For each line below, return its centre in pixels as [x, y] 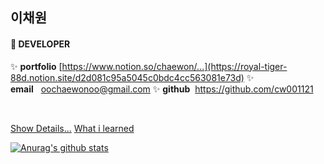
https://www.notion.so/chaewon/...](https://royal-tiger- [174, 66]
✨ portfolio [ [36, 66]
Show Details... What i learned [72, 128]
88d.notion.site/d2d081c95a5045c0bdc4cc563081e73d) [127, 77]
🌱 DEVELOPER [40, 44]
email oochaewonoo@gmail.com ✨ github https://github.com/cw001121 [162, 89]
